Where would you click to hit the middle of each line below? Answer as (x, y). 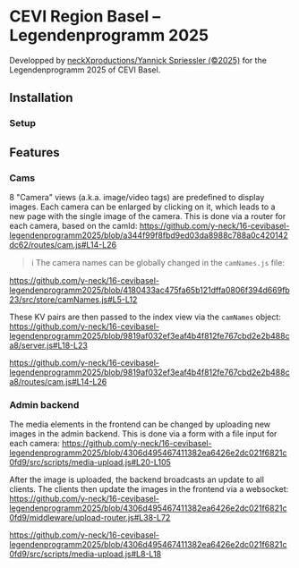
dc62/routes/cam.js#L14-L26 (63, 244)
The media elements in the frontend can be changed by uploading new (140, 424)
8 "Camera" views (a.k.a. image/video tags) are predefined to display (137, 197)
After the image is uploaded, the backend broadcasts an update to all (137, 479)
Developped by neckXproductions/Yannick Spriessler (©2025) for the (138, 60)
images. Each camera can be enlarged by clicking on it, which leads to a (142, 207)
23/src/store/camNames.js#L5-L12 (73, 299)
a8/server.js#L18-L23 (48, 345)
